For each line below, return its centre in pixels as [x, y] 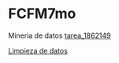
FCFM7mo [42, 14]
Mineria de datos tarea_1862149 [59, 35]
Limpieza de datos [38, 50]
